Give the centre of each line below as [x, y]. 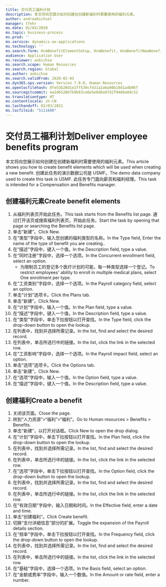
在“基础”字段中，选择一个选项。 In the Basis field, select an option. [80, 569]
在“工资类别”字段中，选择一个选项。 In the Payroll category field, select [84, 283]
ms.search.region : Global [32, 69]
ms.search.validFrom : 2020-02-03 [40, 78]
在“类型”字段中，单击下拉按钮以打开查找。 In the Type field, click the [82, 319]
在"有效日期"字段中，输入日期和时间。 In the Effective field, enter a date [85, 505]
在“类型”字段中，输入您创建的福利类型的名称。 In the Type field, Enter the [87, 238]
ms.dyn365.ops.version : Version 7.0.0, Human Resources [64, 83]
